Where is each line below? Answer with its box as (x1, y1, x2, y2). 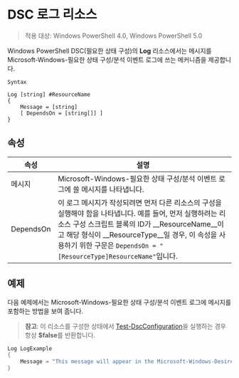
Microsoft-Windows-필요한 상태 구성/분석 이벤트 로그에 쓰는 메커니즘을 (7, 55, 207, 64)
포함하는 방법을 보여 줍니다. (7, 307, 84, 315)
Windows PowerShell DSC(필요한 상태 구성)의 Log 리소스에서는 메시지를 (7, 46, 212, 55)
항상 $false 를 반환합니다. (24, 330, 96, 339)
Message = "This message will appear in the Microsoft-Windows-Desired (20, 358, 237, 365)
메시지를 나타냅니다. (81, 184, 144, 194)
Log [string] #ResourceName (7, 90, 91, 98)
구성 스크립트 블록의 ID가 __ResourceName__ (73, 219, 218, 229)
